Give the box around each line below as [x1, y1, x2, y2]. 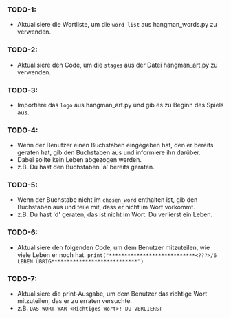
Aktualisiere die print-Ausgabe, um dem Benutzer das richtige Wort [16, 289, 208, 298]
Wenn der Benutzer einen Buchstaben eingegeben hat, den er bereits [16, 141, 214, 150]
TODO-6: [7, 227, 38, 237]
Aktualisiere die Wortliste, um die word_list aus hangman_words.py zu [16, 21, 217, 29]
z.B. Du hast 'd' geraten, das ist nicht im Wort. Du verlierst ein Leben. [16, 210, 213, 218]
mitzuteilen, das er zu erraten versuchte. [16, 297, 133, 305]
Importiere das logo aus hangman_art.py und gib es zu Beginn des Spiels [16, 101, 224, 109]
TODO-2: [7, 45, 38, 54]
